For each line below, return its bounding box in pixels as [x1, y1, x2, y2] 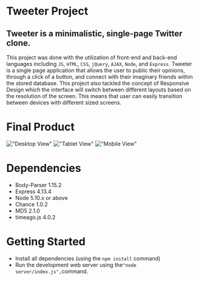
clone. [6, 38, 31, 48]
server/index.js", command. [15, 268, 89, 275]
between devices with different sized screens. [6, 99, 122, 106]
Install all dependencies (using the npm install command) [15, 254, 161, 262]
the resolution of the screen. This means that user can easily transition [6, 93, 183, 99]
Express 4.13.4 [15, 188, 52, 195]
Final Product [6, 120, 75, 134]
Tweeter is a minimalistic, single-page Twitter [6, 28, 183, 39]
